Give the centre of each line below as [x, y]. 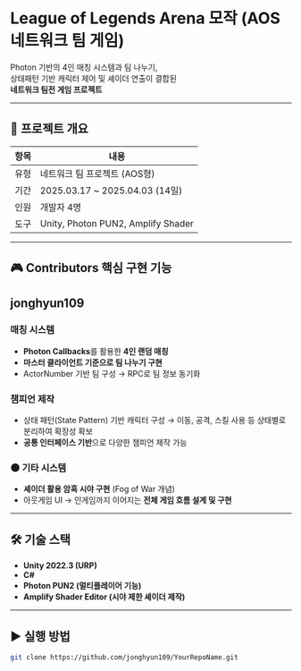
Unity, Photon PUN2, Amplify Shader [117, 223]
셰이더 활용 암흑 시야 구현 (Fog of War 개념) [99, 489]
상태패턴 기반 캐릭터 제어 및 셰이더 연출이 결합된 [94, 78]
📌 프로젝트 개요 [49, 129]
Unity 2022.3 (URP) [60, 565]
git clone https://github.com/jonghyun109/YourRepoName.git [125, 658]
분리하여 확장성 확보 [58, 431]
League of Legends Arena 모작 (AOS [145, 18]
